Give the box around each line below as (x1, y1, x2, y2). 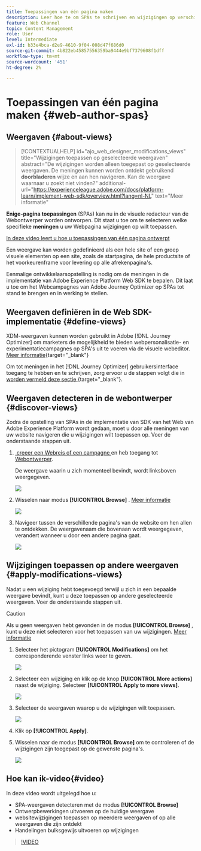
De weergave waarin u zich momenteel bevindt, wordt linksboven (14, 467, 176, 474)
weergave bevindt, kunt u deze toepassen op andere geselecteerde (6, 592, 173, 599)
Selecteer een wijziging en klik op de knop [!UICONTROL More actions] (14, 675, 193, 682)
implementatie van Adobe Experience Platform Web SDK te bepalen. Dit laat (6, 277, 193, 284)
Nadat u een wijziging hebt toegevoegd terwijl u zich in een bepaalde (6, 585, 177, 593)
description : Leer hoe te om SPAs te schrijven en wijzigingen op (6, 14, 175, 20)
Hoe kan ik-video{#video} (6, 774, 105, 784)
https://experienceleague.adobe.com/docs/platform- (33, 186, 164, 193)
